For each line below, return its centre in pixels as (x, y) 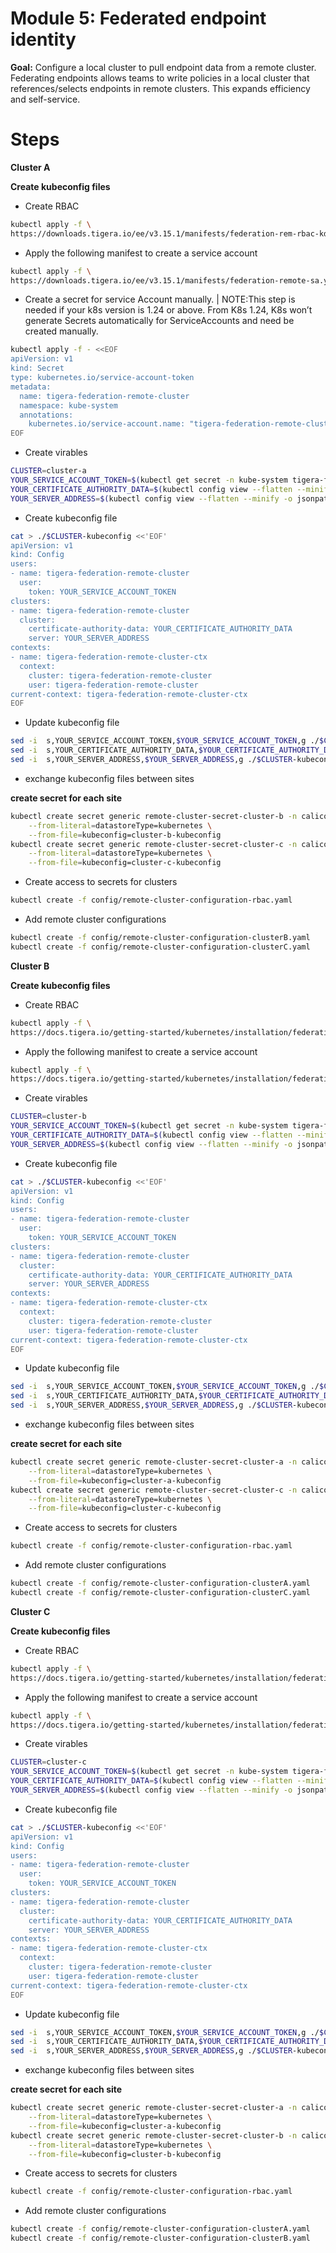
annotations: (46, 415)
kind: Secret (37, 368)
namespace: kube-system (68, 405)
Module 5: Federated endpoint (138, 18)
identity (43, 39)
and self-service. (45, 99)
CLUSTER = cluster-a (48, 471)
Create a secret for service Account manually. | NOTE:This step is (160, 299)
